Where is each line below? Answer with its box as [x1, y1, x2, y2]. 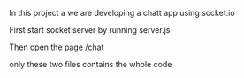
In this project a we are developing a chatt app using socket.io [9, 8, 236, 18]
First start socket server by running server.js [9, 25, 171, 35]
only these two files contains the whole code [9, 59, 172, 69]
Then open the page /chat [9, 42, 104, 52]
